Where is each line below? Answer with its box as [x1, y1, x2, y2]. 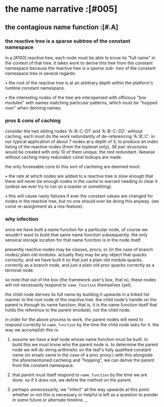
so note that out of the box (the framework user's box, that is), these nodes [5, 277, 156, 283]
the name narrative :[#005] [5, 3, 118, 15]
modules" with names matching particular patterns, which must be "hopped [5, 99, 158, 106]
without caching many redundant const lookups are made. [5, 154, 123, 160]
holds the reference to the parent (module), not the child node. [5, 307, 131, 313]
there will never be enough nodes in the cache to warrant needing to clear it [5, 179, 158, 184]
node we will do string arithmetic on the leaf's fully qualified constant [12, 347, 151, 353]
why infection [5, 216, 39, 223]
